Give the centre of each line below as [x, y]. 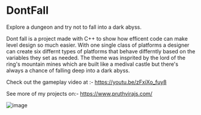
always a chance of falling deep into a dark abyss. [68, 70]
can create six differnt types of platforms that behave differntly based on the [101, 51]
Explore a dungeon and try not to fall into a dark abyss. [74, 27]
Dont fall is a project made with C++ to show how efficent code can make [97, 38]
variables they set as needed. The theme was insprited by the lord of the [96, 57]
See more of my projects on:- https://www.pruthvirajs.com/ [79, 93]
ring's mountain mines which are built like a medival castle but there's [92, 64]
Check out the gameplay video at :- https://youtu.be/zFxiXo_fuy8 [86, 82]
